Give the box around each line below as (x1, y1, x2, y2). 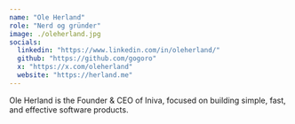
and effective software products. (9, 104, 129, 115)
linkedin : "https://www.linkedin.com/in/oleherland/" (17, 46, 220, 55)
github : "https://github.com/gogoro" (17, 54, 157, 63)
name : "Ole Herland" (9, 12, 86, 22)
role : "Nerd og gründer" (9, 21, 101, 30)
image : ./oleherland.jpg (9, 29, 101, 38)
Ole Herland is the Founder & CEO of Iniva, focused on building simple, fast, (9, 95, 286, 105)
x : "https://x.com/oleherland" (17, 63, 133, 72)
